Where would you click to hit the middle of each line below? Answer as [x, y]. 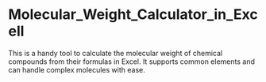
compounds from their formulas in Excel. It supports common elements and [132, 61]
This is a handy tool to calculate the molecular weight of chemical [116, 53]
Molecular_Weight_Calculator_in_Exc [133, 15]
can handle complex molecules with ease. [77, 69]
